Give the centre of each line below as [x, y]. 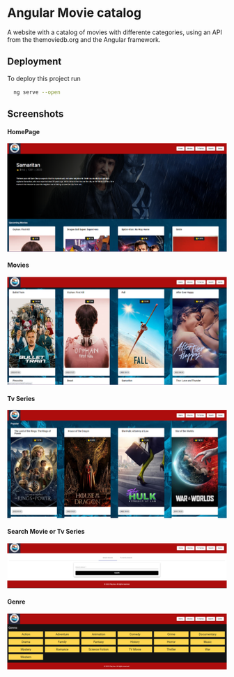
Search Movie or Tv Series [46, 532]
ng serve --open [37, 92]
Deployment [34, 62]
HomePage [24, 131]
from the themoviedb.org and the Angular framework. [84, 39]
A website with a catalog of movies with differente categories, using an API [115, 32]
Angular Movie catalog [74, 13]
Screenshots [36, 114]
